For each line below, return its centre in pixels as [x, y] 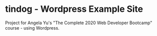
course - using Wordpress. [32, 28]
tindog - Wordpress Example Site [74, 9]
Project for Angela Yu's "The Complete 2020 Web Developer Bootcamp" [79, 23]
